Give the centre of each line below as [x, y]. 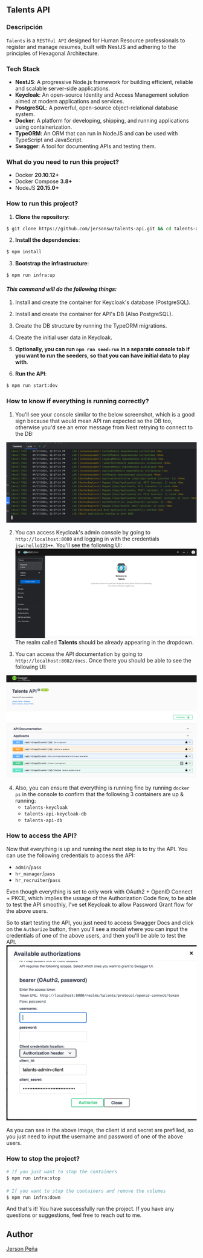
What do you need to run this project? [63, 161]
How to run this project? [42, 204]
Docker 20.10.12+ [37, 175]
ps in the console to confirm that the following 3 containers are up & [99, 794]
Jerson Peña [22, 1249]
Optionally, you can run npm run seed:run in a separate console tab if [102, 349]
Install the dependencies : [47, 240]
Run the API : [31, 374]
